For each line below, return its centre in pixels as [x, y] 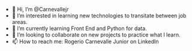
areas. [20, 22]
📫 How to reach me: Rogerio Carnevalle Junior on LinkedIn [85, 41]
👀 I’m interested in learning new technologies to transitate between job [99, 16]
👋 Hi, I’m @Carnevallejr [40, 9]
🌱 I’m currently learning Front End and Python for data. [79, 28]
